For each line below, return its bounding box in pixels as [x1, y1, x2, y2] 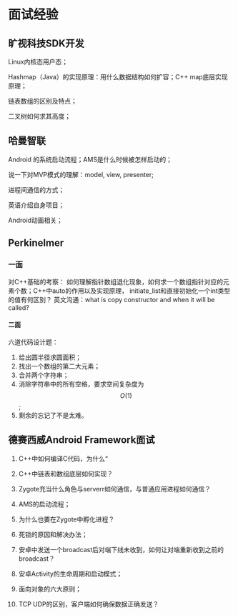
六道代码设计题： [8, 337, 59, 346]
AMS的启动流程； [18, 499, 71, 508]
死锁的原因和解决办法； [18, 530, 88, 539]
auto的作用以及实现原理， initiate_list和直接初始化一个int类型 [51, 286, 231, 295]
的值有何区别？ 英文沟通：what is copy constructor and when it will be [8, 295, 215, 304]
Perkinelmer [8, 237, 64, 249]
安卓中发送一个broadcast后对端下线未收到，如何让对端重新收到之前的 [18, 545, 224, 554]
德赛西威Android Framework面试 [8, 434, 156, 446]
